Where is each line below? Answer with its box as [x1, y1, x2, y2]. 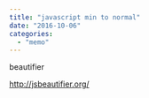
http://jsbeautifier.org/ [9, 79, 90, 89]
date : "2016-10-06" [9, 21, 82, 30]
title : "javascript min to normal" [9, 12, 141, 22]
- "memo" [17, 37, 50, 47]
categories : [9, 29, 53, 38]
